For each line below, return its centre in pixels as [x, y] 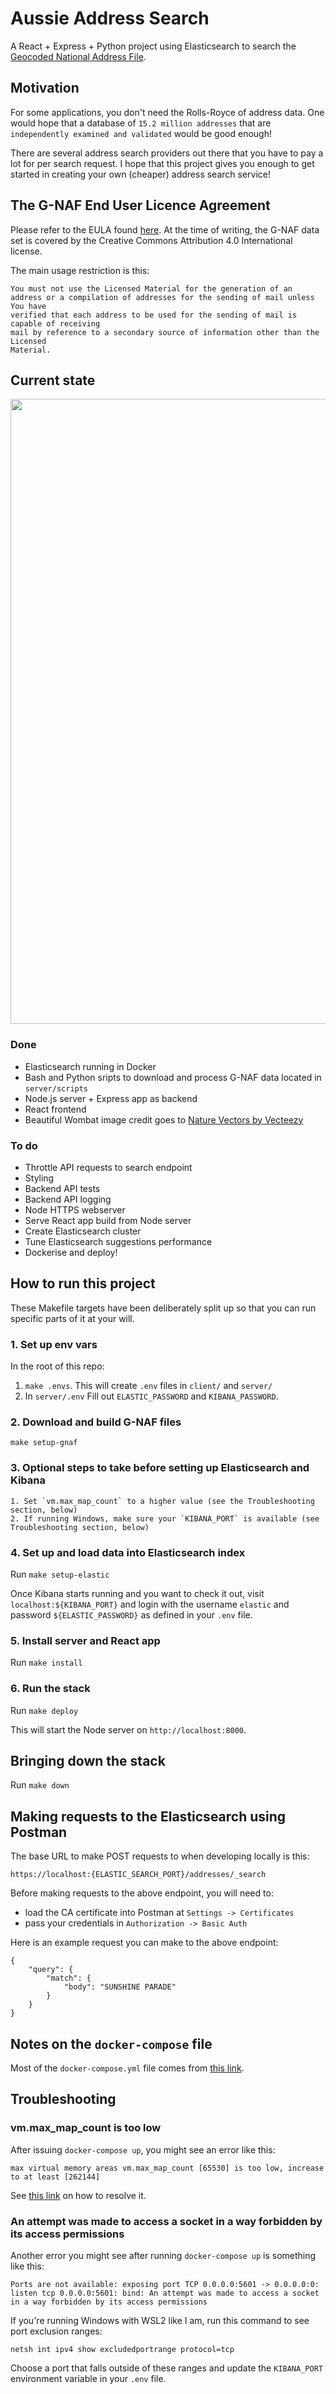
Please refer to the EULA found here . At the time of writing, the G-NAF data [165, 229]
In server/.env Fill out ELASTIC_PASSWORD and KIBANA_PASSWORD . [151, 1396]
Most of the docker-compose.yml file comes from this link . [127, 2068]
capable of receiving [55, 323]
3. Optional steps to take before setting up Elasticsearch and [160, 1468]
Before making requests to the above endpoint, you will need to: [142, 1893]
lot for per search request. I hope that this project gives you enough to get [162, 163]
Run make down [40, 1785]
